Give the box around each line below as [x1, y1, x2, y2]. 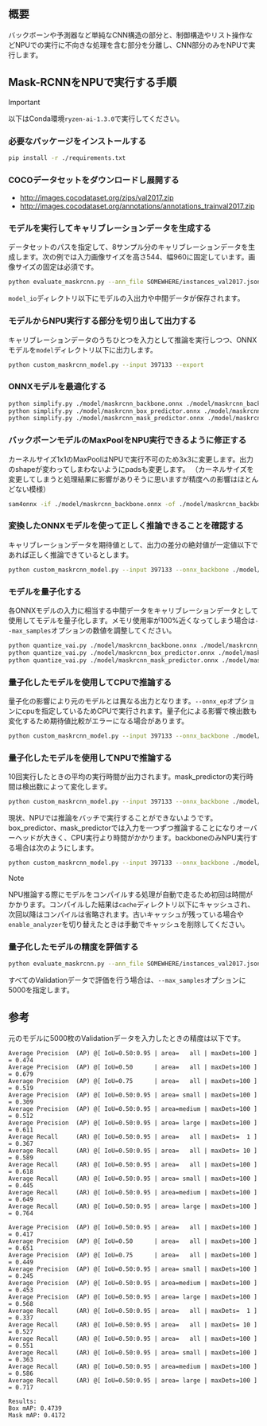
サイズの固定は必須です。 [14, 262, 99, 272]
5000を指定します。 [8, 985, 74, 995]
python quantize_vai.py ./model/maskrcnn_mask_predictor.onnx [8, 656, 219, 664]
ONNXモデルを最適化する [8, 381, 106, 392]
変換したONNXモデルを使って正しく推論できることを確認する [8, 520, 244, 532]
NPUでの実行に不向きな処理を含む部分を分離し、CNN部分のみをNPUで [14, 40, 249, 49]
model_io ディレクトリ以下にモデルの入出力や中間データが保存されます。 [8, 294, 245, 303]
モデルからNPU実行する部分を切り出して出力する [8, 315, 197, 326]
